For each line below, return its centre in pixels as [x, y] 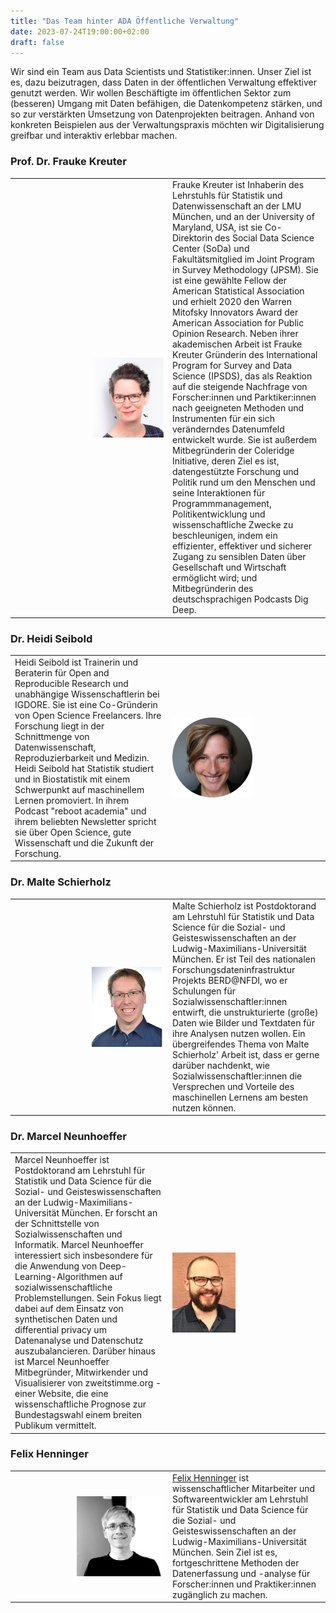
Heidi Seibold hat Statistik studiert [84, 768]
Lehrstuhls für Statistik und [227, 196]
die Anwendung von [56, 1266]
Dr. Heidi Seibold [51, 638]
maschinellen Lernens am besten [240, 1097]
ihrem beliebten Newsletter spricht [85, 821]
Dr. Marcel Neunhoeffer [68, 1136]
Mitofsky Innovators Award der [235, 312]
